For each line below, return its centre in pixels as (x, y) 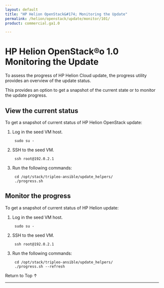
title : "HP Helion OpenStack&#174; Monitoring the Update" (66, 14)
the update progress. (26, 95)
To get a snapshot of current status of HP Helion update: (62, 207)
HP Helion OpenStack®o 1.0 (62, 51)
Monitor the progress (38, 196)
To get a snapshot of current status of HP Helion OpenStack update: (74, 122)
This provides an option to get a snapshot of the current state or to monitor (80, 90)
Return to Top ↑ (21, 275)
